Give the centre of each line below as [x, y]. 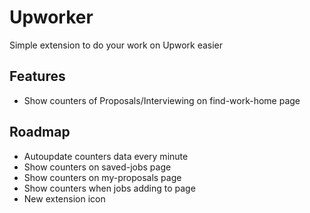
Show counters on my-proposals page [102, 177]
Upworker [51, 17]
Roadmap [40, 132]
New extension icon [64, 198]
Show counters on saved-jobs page [97, 167]
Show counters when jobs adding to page [109, 188]
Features [37, 76]
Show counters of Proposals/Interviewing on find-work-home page [162, 100]
